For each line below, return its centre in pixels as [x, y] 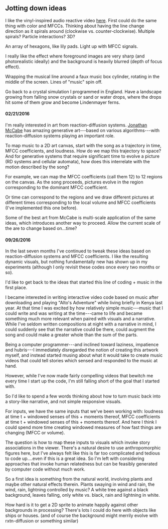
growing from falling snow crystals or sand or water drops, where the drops [83, 97]
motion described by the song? [37, 167]
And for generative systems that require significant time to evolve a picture [82, 156]
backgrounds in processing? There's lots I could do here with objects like [81, 510]
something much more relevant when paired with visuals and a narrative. [80, 319]
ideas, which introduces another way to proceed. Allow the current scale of [83, 223]
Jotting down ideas [36, 8]
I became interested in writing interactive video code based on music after [82, 297]
